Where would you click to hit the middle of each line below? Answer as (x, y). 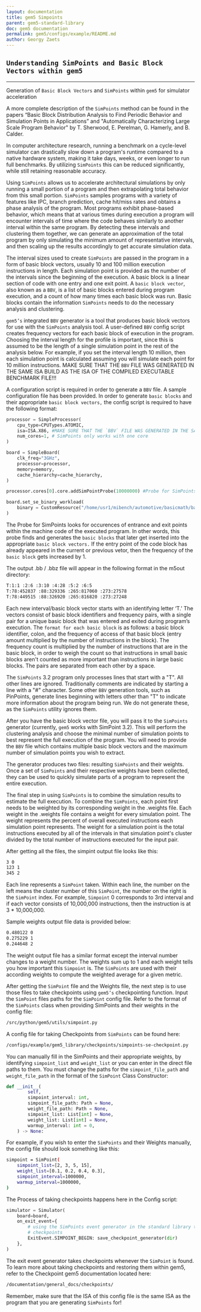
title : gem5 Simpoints (34, 17)
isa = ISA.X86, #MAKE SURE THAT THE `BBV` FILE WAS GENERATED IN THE (103, 431)
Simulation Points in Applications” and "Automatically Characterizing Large (98, 121)
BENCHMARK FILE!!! (31, 378)
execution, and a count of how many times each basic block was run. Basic (99, 296)
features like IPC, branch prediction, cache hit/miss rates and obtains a (94, 201)
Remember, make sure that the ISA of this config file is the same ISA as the (98, 1296)
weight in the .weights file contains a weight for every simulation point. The (99, 814)
